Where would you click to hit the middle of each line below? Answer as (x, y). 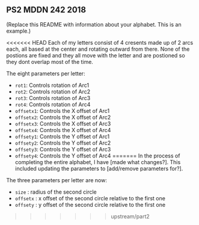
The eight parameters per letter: (46, 73)
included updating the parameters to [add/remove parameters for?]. (99, 168)
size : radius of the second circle (56, 192)
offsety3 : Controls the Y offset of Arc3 (63, 149)
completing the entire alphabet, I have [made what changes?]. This (98, 162)
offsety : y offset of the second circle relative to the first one (90, 204)
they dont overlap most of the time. (50, 62)
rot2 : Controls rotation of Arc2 (53, 91)
